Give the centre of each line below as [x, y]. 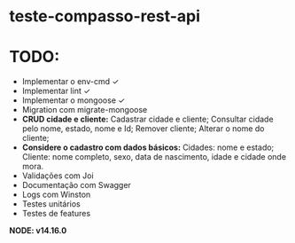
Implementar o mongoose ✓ [74, 100]
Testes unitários [51, 204]
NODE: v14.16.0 [38, 231]
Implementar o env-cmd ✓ [70, 82]
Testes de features [56, 214]
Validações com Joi [58, 176]
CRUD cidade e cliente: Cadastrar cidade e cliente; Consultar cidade [147, 119]
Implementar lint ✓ [56, 91]
